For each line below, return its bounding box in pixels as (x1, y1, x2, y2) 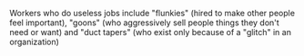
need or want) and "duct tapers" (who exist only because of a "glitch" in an (9, 27, 291, 37)
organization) (9, 36, 59, 47)
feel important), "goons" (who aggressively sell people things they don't (9, 17, 279, 28)
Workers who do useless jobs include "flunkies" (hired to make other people (9, 8, 296, 18)
